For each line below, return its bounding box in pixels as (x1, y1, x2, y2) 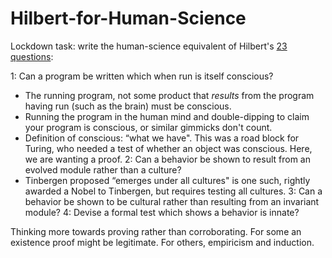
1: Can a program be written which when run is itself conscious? (10, 70, 274, 82)
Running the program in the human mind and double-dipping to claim (24, 110, 310, 122)
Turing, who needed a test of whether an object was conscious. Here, (24, 142, 313, 154)
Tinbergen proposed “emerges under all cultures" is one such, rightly (24, 174, 311, 186)
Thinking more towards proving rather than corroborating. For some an (10, 225, 302, 237)
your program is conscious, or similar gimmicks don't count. (24, 121, 273, 133)
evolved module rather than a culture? (24, 163, 182, 176)
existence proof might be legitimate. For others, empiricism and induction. (10, 236, 315, 248)
